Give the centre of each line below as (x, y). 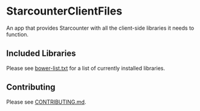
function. (18, 34)
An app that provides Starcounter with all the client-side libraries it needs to (100, 28)
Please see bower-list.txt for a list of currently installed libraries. (86, 68)
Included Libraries (41, 54)
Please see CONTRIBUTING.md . (46, 102)
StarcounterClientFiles (64, 11)
